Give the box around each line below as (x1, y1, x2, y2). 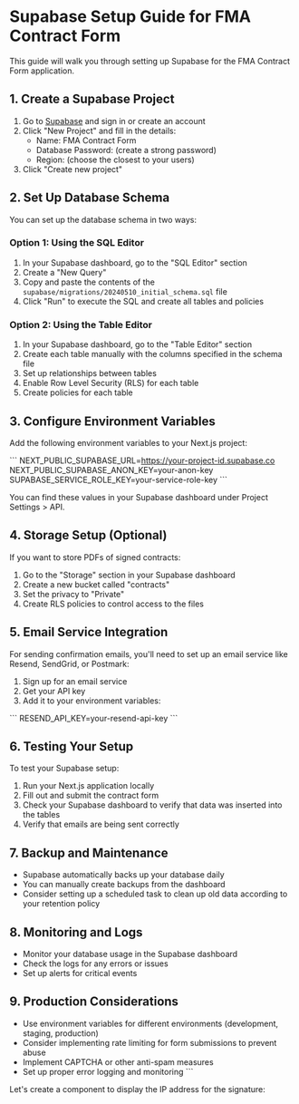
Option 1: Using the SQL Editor (9, 237, 145, 249)
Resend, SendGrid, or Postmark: (9, 658, 130, 669)
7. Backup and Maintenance (9, 845, 169, 860)
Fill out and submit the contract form (22, 790, 159, 801)
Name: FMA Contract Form (35, 134, 137, 146)
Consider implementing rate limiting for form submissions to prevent (22, 1037, 277, 1048)
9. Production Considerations (9, 994, 179, 1010)
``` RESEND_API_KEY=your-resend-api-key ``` (9, 712, 178, 723)
